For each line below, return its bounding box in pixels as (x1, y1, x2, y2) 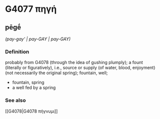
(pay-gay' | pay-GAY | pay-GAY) (5, 36, 71, 42)
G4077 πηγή (5, 3, 57, 15)
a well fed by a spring (12, 85, 56, 90)
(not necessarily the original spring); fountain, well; (5, 70, 108, 76)
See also (5, 97, 26, 104)
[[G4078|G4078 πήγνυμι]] (5, 108, 58, 114)
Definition (5, 48, 29, 55)
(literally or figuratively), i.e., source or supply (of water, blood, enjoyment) (5, 65, 156, 71)
